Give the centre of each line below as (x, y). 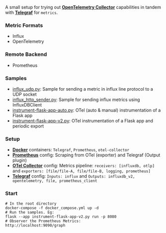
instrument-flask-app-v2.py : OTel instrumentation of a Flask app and (83, 120)
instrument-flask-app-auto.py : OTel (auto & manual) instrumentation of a (86, 110)
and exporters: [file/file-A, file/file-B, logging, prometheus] (81, 171)
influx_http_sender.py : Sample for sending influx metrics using (76, 100)
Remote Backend (26, 54)
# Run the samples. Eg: (30, 213)
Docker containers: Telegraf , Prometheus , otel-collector (71, 150)
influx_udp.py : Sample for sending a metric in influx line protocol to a (83, 89)
